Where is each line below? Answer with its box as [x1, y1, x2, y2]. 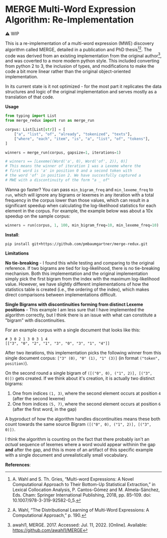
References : [5, 462, 31, 468]
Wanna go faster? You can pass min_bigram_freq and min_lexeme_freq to [5, 186, 154, 193]
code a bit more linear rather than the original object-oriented [5, 68, 131, 74]
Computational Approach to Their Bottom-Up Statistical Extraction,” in [12, 481, 156, 487]
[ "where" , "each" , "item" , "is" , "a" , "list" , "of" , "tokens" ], [14, 136, 150, 141]
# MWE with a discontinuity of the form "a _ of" [5, 177, 110, 183]
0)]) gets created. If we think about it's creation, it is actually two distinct [5, 375, 155, 381]
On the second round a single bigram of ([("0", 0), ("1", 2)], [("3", [5, 370, 153, 376]
